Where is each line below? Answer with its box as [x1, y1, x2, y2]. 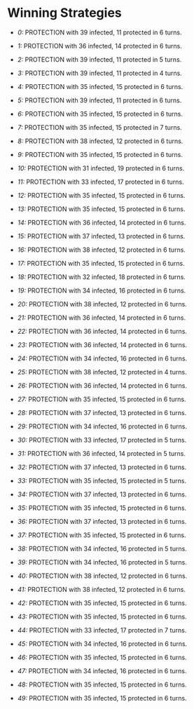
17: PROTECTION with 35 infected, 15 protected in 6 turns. [17, 259, 186, 267]
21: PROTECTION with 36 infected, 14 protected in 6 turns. [17, 313, 186, 322]
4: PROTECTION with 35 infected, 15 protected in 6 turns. [17, 82, 183, 90]
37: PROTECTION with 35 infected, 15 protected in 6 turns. [17, 531, 186, 539]
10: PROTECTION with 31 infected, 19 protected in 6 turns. [17, 163, 185, 173]
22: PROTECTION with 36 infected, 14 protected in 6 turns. [17, 327, 188, 335]
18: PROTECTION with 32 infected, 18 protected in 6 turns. [17, 272, 186, 281]
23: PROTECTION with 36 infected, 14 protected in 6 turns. [17, 340, 188, 349]
